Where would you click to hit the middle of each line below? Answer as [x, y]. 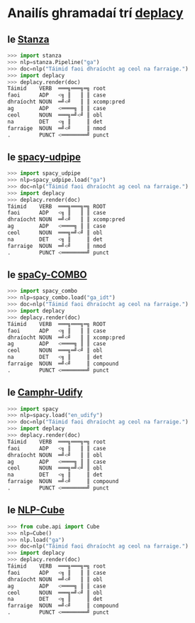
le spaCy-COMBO [47, 275]
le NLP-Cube [36, 510]
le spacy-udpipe [44, 157]
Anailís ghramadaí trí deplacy [95, 13]
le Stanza [28, 39]
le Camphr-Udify [45, 392]
